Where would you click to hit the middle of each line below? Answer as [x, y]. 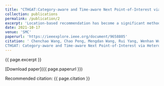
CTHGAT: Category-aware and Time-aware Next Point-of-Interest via [75, 46]
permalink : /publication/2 [32, 18]
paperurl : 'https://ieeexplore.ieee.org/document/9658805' [66, 37]
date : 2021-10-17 [23, 28]
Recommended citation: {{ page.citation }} [48, 78]
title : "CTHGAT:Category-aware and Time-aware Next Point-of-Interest [78, 9]
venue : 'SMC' [18, 32]
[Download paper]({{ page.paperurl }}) [44, 69]
